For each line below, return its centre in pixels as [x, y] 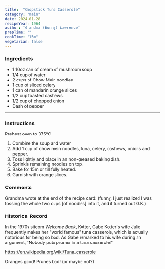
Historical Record [26, 216]
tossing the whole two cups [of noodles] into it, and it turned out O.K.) [76, 203]
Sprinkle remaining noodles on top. [48, 164]
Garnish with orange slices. [40, 175]
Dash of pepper [28, 106]
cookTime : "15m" [22, 37]
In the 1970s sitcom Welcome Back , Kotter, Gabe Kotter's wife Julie [73, 227]
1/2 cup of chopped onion [38, 101]
